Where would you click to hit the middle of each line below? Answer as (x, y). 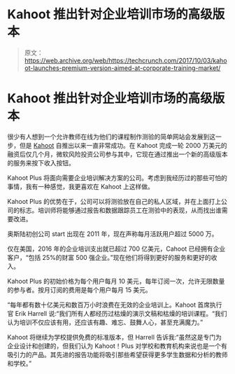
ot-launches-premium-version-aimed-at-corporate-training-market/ (122, 68)
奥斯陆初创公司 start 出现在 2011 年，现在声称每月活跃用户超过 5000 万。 (113, 234)
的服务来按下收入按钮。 (41, 162)
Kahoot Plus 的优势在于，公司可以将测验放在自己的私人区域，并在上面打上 (114, 201)
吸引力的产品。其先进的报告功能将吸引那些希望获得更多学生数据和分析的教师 (117, 354)
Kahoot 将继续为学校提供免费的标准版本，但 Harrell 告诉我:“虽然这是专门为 (115, 337)
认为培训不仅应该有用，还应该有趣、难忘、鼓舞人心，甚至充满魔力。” (105, 322)
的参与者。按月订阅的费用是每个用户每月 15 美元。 (79, 290)
